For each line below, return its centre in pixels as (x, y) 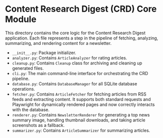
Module (21, 19)
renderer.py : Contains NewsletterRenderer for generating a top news (81, 115)
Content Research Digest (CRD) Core (81, 9)
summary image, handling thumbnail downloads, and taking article (79, 120)
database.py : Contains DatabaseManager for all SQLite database (74, 83)
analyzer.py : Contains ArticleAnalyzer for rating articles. (70, 58)
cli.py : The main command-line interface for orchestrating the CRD (80, 73)
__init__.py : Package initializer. (44, 53)
